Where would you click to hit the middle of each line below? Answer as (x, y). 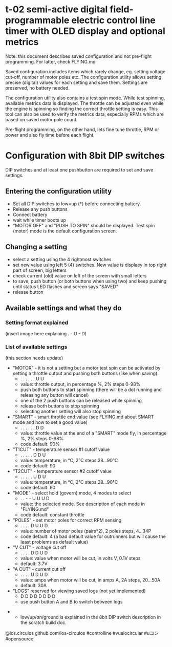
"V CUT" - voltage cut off (39, 547)
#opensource (19, 639)
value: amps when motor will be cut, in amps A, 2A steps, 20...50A (90, 580)
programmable (37, 20)
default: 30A (34, 586)
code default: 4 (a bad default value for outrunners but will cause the (93, 536)
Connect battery (30, 214)
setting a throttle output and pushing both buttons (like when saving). (85, 373)
